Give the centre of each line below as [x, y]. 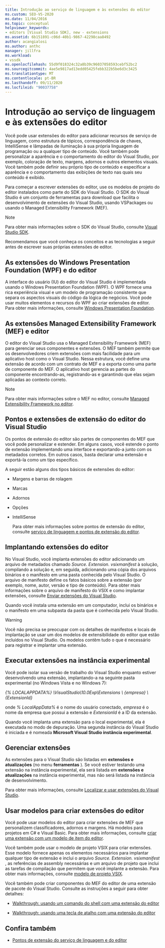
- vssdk [13, 60]
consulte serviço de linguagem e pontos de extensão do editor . [76, 532]
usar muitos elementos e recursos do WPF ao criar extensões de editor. [78, 303]
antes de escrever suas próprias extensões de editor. [59, 247]
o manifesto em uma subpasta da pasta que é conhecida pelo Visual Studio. [82, 610]
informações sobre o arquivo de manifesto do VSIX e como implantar [75, 590]
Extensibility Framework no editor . [40, 404]
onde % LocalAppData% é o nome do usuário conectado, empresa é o [77, 707]
